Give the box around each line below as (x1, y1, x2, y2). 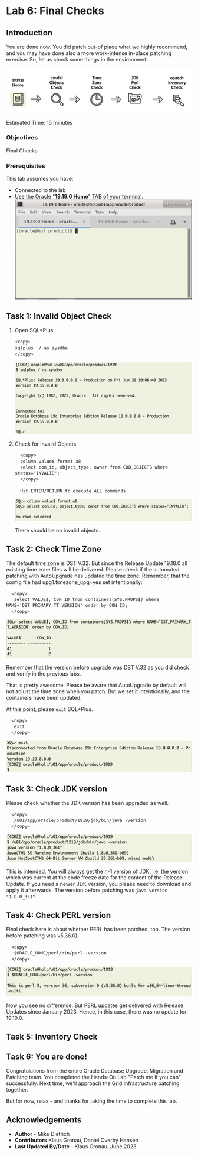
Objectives (6, 134, 38, 142)
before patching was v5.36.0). (6, 932, 80, 939)
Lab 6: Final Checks (6, 4, 104, 18)
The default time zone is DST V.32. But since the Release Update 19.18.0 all (6, 560, 187, 567)
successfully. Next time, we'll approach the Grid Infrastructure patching (6, 1080, 180, 1087)
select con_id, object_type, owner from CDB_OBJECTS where (20, 465, 169, 470)
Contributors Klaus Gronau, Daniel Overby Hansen (14, 1136, 138, 1144)
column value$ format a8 (20, 459, 81, 465)
